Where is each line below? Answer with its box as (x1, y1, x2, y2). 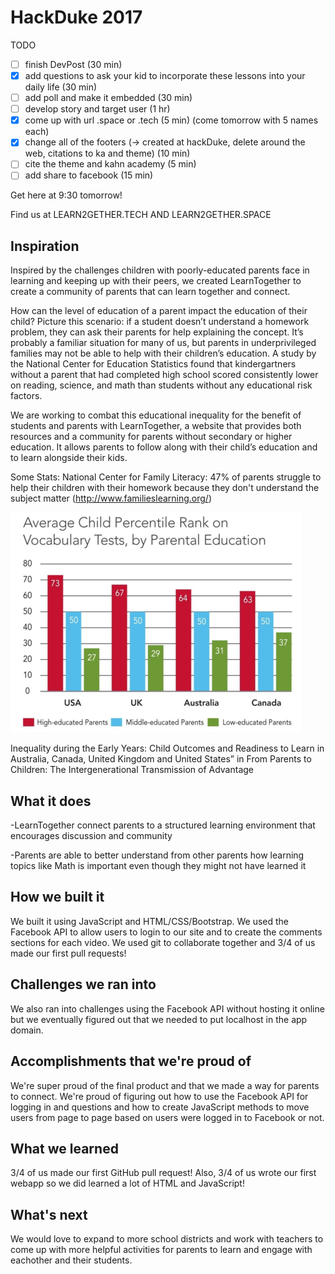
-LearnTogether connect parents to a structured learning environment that (10, 819, 316, 831)
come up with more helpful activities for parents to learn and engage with (10, 1244, 313, 1256)
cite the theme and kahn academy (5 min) (24, 158, 197, 170)
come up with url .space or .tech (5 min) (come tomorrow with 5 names (24, 114, 319, 126)
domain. (10, 1024, 44, 1036)
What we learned (10, 1140, 119, 1157)
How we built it (10, 889, 105, 906)
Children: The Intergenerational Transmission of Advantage (10, 764, 254, 776)
